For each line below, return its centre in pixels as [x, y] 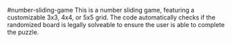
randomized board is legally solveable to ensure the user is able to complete [116, 25]
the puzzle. [23, 32]
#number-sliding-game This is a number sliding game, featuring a [101, 10]
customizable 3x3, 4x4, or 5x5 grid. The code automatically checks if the [111, 17]
